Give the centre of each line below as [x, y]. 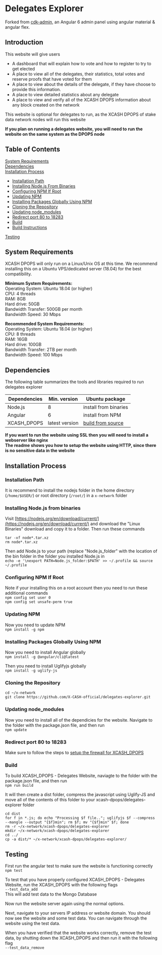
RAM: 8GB [15, 299]
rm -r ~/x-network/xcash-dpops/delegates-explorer [57, 827]
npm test [14, 871]
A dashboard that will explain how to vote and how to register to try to [81, 63]
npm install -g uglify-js [31, 671]
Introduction [24, 43]
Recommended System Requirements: [45, 324]
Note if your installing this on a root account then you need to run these [76, 588]
